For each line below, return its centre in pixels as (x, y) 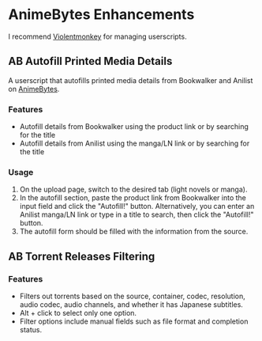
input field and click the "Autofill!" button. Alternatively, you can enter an (137, 206)
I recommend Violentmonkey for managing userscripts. (97, 36)
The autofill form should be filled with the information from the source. (134, 232)
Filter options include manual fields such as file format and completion (134, 321)
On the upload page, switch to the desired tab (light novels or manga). (133, 189)
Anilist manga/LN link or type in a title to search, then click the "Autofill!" (137, 214)
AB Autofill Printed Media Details (90, 61)
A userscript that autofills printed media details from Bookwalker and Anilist (131, 80)
